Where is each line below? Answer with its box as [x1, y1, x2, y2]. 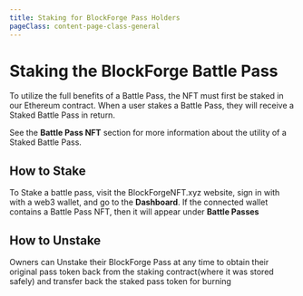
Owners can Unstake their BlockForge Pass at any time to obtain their [9, 257, 269, 268]
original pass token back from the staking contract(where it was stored [9, 266, 274, 277]
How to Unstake [9, 233, 102, 248]
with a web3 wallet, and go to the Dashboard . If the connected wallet [9, 196, 269, 208]
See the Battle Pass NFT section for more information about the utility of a [9, 128, 288, 138]
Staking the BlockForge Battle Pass [9, 61, 279, 81]
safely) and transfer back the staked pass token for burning [9, 276, 231, 287]
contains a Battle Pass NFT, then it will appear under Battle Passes [9, 206, 259, 217]
